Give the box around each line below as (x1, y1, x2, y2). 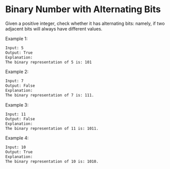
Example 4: (5, 135, 29, 141)
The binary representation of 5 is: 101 (5, 59, 92, 64)
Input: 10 (5, 145, 26, 150)
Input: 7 (5, 79, 24, 84)
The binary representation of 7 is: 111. (5, 93, 94, 98)
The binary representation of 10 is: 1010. (5, 159, 99, 164)
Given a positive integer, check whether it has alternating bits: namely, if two (5, 20, 165, 26)
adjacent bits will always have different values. (5, 25, 103, 31)
